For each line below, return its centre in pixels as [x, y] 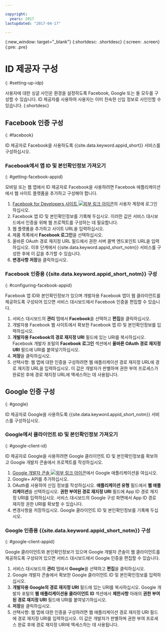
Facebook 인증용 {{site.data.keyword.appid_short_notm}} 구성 [81, 274]
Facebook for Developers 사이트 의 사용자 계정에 [78, 204]
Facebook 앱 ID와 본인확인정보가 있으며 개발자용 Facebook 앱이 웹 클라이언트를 [83, 295]
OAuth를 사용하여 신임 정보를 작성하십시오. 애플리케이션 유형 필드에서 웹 [82, 485]
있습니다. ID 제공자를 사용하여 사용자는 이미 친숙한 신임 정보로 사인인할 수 [90, 100]
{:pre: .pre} [16, 47]
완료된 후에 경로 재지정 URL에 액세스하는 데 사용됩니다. [65, 374]
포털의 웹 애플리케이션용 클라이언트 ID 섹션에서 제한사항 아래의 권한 [86, 594]
